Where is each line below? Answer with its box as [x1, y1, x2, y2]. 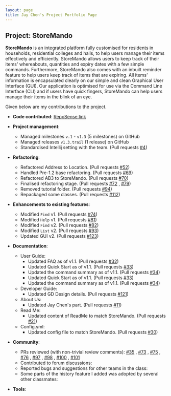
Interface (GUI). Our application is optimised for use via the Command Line [5, 83, 162, 89]
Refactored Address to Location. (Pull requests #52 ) [20, 164, 130, 171]
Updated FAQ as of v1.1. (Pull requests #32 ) [28, 258, 119, 264]
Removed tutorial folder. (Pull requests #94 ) [20, 186, 112, 192]
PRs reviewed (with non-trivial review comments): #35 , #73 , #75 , [20, 349, 161, 355]
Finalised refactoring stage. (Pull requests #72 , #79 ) [20, 180, 131, 187]
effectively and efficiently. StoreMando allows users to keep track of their [5, 56, 160, 62]
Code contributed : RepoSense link [12, 114, 86, 120]
